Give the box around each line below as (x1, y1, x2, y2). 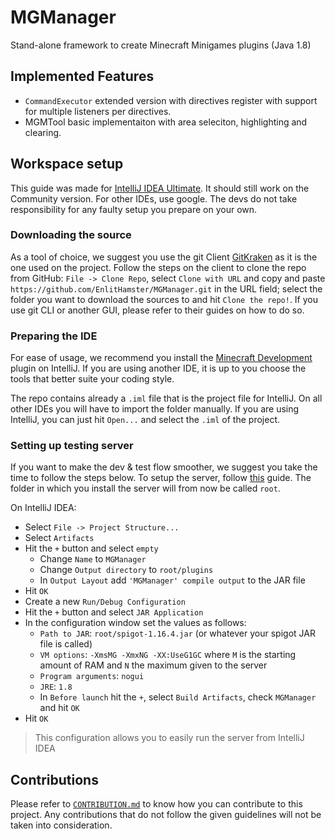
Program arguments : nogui (39, 670, 145, 682)
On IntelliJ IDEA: (10, 502, 77, 514)
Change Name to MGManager (39, 553, 147, 565)
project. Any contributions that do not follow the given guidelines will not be (10, 809, 322, 821)
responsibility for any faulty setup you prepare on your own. (10, 203, 258, 215)
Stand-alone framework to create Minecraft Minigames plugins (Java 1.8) (10, 39, 312, 51)
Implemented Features (10, 68, 155, 85)
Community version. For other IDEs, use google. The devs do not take (10, 192, 298, 205)
